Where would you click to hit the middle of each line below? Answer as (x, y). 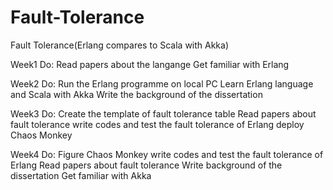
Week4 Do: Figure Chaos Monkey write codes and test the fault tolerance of (167, 154)
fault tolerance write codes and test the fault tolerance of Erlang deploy (157, 124)
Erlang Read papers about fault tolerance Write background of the (146, 165)
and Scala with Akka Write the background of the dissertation (136, 94)
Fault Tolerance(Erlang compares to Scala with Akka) (120, 45)
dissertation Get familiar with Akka (81, 175)
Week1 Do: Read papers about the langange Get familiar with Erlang (150, 64)
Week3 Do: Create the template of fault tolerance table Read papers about (163, 113)
